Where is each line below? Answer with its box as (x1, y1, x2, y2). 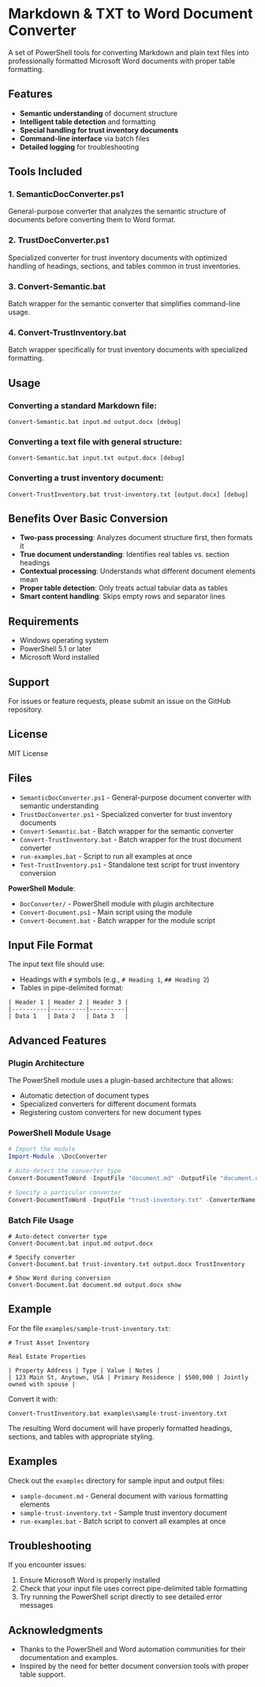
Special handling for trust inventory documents (19, 125, 179, 134)
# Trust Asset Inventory (8, 1338, 90, 1347)
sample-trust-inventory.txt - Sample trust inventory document (19, 1507, 227, 1517)
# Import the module (8, 1145, 77, 1153)
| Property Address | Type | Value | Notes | (8, 1366, 160, 1375)
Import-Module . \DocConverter (8, 1152, 108, 1161)
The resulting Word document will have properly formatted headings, (8, 1423, 233, 1432)
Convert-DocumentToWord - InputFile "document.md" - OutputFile (8, 1174, 217, 1182)
